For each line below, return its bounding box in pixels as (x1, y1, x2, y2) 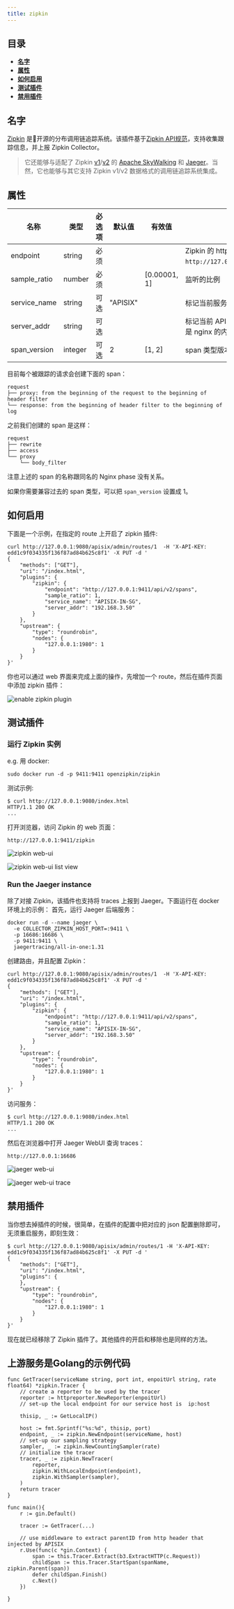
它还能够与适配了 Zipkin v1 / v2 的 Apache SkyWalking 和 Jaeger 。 (24, 158, 212, 167)
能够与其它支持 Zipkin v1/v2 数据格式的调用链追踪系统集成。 (48, 167, 221, 175)
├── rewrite (7, 441, 42, 448)
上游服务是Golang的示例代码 (7, 1357, 131, 1369)
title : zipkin (7, 10, 49, 17)
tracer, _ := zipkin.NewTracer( (19, 1456, 114, 1463)
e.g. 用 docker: (7, 757, 50, 765)
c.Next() (32, 1578, 58, 1585)
